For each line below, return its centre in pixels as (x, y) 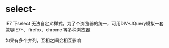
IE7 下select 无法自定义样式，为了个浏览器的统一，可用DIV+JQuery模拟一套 (84, 23)
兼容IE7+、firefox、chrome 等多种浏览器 (48, 30)
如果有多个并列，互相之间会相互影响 (43, 40)
